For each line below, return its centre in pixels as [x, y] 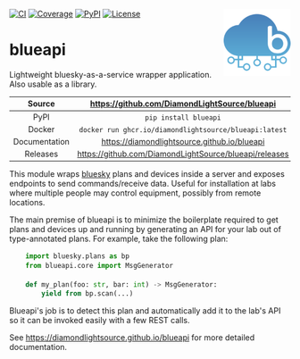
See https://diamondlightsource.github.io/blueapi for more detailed [132, 338]
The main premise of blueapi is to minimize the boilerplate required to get [144, 220]
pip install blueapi [183, 117]
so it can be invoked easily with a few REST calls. [100, 321]
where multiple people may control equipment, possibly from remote [135, 193]
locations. [27, 202]
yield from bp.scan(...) [87, 294]
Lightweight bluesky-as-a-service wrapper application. [111, 74]
